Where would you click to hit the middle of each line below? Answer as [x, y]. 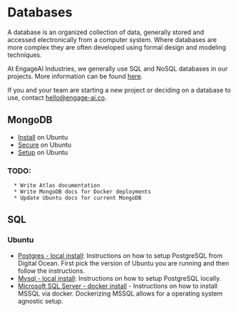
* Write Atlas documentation [57, 186]
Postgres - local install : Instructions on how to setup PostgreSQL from [120, 255]
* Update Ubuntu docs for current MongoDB [78, 198]
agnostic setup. [41, 301]
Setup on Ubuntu [43, 152]
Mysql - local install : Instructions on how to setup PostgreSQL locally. [119, 278]
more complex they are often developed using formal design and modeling [117, 47]
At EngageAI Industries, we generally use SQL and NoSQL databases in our [118, 68]
